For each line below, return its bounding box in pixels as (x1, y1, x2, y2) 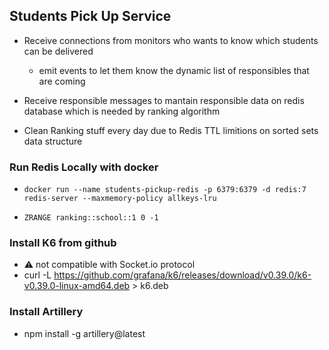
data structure (23, 135, 83, 147)
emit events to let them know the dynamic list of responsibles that (38, 64, 310, 76)
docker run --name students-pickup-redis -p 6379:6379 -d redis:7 (23, 185, 307, 195)
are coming (38, 75, 86, 87)
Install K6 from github (9, 236, 117, 250)
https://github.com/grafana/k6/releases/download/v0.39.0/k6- (53, 269, 312, 281)
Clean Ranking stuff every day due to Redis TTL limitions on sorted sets (23, 124, 319, 136)
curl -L (23, 269, 52, 281)
